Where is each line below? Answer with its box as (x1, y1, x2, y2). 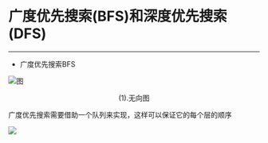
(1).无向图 (118, 93, 150, 102)
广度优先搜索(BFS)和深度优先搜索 (8, 7, 227, 25)
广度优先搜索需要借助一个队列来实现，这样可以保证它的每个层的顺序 (8, 110, 232, 119)
